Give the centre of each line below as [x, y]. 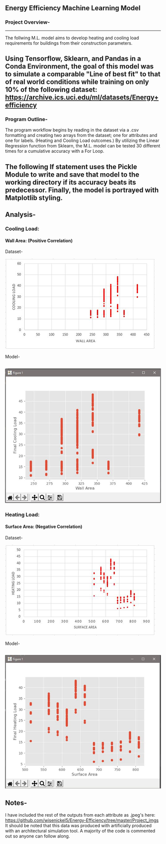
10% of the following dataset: [51, 90]
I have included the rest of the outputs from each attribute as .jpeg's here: [80, 815]
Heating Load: [22, 515]
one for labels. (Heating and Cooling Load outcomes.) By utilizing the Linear [82, 140]
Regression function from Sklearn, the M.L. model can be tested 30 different [83, 146]
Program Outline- [26, 119]
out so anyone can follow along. [38, 836]
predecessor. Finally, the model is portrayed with [82, 190]
